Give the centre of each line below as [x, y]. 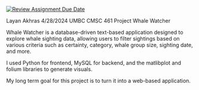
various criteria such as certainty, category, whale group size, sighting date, [99, 45]
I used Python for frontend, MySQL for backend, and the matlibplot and [94, 63]
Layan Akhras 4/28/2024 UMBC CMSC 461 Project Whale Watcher [88, 21]
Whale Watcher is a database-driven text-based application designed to [95, 32]
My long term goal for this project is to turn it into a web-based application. [99, 81]
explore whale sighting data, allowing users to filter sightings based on [93, 38]
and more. [19, 51]
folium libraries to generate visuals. [49, 69]
